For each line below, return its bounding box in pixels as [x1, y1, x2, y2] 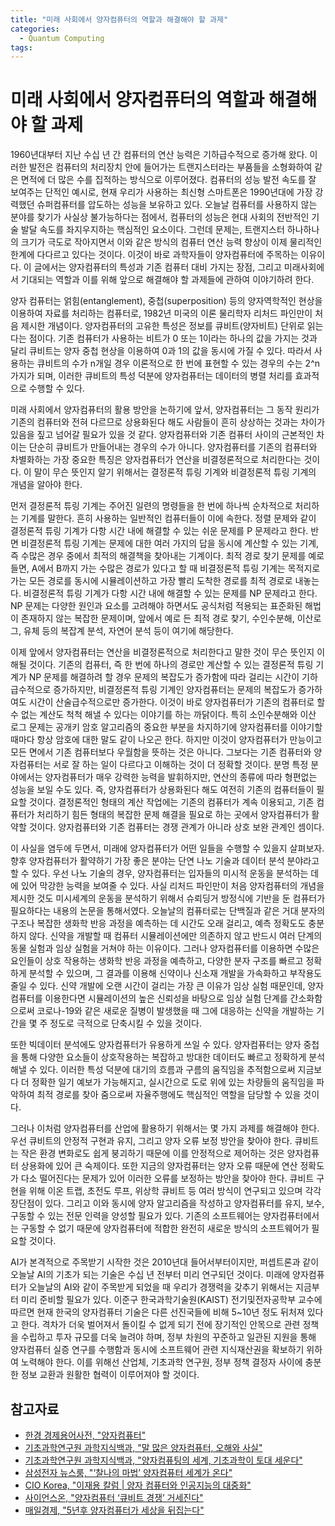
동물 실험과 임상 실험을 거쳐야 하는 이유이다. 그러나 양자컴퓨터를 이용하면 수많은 [10, 942, 320, 955]
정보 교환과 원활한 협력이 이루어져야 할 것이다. [20, 1369, 200, 1381]
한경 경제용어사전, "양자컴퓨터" [24, 1429, 147, 1441]
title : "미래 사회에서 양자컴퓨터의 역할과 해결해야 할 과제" [10, 14, 229, 25]
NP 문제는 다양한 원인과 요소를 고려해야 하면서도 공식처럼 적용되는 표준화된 [10, 600, 303, 612]
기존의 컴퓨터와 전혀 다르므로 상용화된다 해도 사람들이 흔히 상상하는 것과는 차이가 [10, 416, 326, 428]
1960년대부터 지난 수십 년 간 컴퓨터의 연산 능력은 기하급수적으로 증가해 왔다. [10, 149, 308, 161]
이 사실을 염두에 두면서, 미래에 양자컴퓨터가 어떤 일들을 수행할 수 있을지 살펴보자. [10, 842, 325, 855]
